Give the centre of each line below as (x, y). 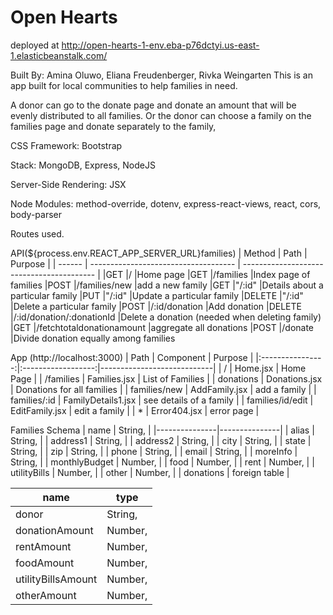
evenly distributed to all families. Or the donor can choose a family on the (161, 115)
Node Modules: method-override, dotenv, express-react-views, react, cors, (166, 203)
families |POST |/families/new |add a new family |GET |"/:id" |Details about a (167, 285)
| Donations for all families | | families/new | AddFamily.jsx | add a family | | (163, 389)
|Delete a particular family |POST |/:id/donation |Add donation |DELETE (156, 306)
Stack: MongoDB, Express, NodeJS (83, 165)
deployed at (35, 45)
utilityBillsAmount (56, 579)
